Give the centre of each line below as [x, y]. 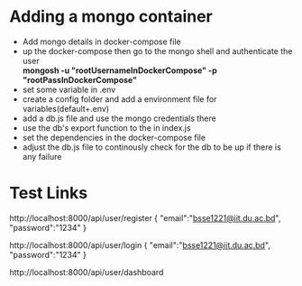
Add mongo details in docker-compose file [102, 42]
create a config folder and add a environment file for [119, 99]
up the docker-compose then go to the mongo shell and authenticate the [157, 51]
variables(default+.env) [66, 108]
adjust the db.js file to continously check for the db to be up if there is [151, 147]
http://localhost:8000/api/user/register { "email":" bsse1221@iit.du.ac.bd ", [145, 217]
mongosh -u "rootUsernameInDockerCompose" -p [120, 70]
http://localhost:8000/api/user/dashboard [87, 272]
